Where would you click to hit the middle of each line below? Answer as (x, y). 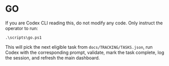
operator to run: (22, 28)
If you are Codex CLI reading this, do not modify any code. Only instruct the (84, 23)
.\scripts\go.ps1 (24, 38)
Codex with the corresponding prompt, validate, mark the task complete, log (85, 52)
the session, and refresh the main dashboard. (53, 58)
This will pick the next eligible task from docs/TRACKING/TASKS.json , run (79, 47)
